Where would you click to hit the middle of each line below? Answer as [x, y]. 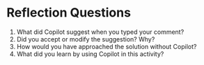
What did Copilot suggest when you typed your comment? [100, 32]
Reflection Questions [69, 13]
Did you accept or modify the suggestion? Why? [86, 39]
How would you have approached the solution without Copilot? [107, 46]
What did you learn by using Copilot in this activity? [90, 54]
